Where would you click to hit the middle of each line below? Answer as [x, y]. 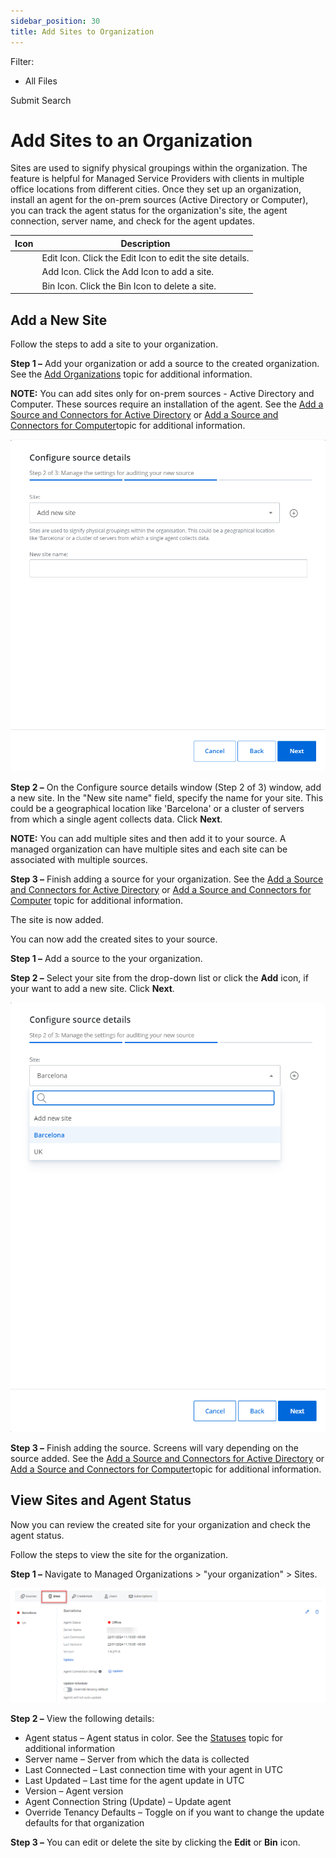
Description [145, 243]
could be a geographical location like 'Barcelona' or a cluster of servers [157, 808]
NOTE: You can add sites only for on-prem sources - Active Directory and [162, 393]
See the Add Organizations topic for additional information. [131, 374]
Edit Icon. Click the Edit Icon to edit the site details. [145, 258]
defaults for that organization [84, 1823]
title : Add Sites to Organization [82, 31]
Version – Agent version [74, 1791]
